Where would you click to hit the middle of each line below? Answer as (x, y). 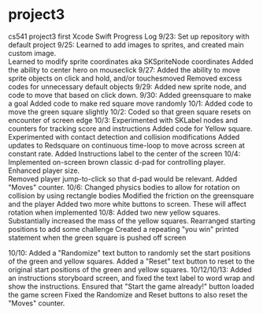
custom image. (32, 53)
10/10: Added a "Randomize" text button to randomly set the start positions (130, 252)
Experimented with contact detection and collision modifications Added (124, 136)
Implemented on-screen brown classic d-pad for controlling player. (117, 162)
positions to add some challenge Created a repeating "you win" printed (123, 229)
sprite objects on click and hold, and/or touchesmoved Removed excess (125, 78)
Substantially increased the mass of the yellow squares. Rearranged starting (132, 221)
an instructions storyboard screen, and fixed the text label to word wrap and (131, 278)
